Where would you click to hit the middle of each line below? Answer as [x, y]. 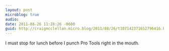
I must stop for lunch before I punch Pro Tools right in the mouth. [72, 43]
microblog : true [22, 15]
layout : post [19, 10]
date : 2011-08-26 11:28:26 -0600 [40, 24]
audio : [12, 19]
